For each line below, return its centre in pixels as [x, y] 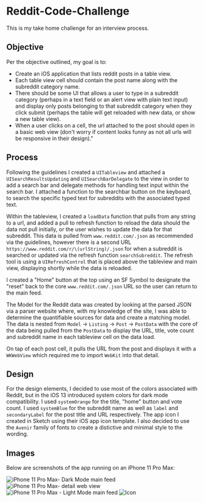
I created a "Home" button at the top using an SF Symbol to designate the [98, 280]
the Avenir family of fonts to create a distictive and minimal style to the [95, 428]
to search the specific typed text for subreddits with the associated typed [98, 198]
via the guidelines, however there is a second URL [69, 242]
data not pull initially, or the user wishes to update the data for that [89, 229]
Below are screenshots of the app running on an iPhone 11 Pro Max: [90, 468]
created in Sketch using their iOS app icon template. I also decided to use [98, 421]
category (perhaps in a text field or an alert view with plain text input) [101, 99]
